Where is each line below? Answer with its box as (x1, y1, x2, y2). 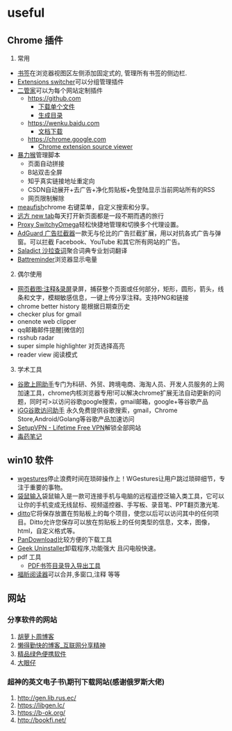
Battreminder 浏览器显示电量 (17, 256, 98, 263)
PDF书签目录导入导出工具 (27, 561, 101, 569)
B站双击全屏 (27, 168, 63, 176)
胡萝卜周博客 (17, 632, 54, 640)
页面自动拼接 (27, 159, 65, 168)
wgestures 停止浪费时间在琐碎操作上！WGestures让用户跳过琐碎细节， (17, 474, 219, 482)
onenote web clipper (17, 317, 77, 325)
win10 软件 (7, 455, 53, 466)
